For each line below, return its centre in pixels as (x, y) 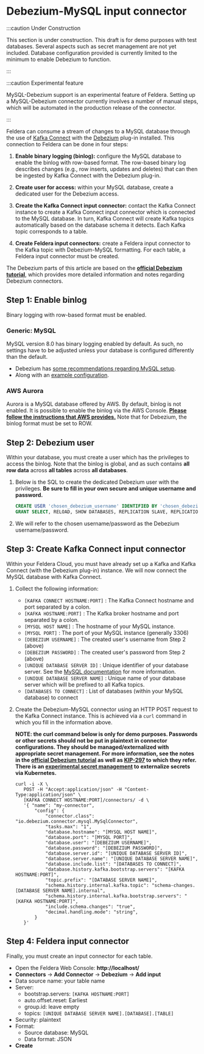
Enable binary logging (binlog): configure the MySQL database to (98, 156)
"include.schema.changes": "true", (90, 907)
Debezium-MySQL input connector (97, 11)
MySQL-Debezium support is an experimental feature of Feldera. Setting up (101, 94)
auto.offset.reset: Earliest (56, 1000)
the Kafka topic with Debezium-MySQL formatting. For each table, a (100, 249)
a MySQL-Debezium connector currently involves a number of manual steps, (102, 101)
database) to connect (51, 697)
